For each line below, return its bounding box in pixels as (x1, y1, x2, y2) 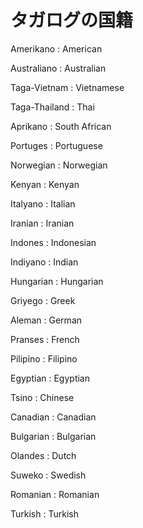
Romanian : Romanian (10, 488, 100, 500)
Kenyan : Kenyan (10, 178, 80, 190)
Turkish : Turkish (10, 507, 79, 520)
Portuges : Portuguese (10, 139, 103, 151)
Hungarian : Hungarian (10, 275, 104, 287)
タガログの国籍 (10, 9, 134, 32)
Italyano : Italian (10, 197, 76, 210)
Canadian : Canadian (10, 411, 97, 423)
